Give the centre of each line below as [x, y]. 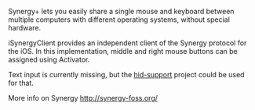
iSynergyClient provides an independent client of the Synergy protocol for [127, 43]
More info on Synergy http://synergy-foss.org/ [83, 98]
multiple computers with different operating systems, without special [119, 20]
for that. [21, 83]
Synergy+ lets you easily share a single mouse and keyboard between [121, 11]
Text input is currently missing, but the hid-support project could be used [126, 75]
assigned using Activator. [49, 59]
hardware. [25, 28]
